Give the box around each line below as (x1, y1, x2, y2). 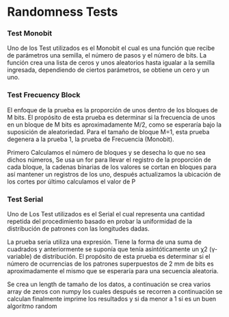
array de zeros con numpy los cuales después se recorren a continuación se (7, 288, 223, 296)
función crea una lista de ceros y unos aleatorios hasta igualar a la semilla (7, 59, 215, 67)
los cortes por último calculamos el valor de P (7, 177, 136, 186)
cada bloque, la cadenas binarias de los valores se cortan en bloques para (7, 162, 217, 171)
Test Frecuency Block (7, 90, 81, 100)
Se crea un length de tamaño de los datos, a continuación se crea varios (7, 280, 211, 288)
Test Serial (7, 194, 43, 204)
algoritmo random (7, 302, 57, 310)
